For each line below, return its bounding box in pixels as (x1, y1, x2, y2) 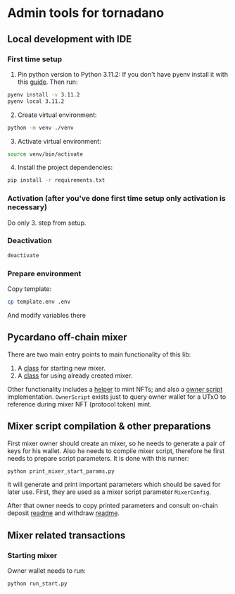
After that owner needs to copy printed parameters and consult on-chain (7, 502, 218, 510)
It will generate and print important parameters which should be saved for (7, 481, 221, 489)
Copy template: (7, 285, 52, 293)
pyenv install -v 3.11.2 (7, 91, 80, 98)
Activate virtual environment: (17, 137, 101, 145)
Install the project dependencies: (17, 163, 113, 172)
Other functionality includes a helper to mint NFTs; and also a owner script (7, 385, 223, 393)
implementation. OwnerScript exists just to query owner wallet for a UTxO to (7, 392, 227, 401)
